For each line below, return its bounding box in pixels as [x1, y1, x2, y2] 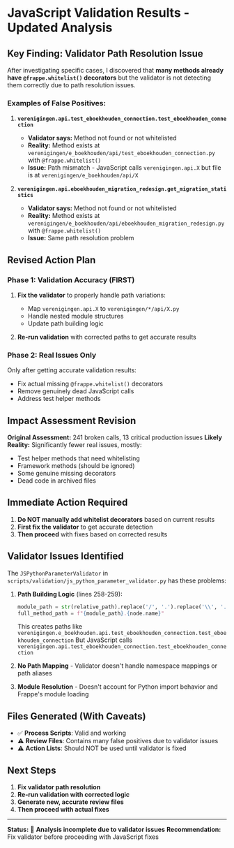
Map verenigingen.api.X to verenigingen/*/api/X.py [27, 304, 180, 312]
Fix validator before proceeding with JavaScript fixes [7, 833, 159, 841]
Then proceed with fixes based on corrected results [17, 529, 168, 539]
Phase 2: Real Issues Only [7, 350, 97, 360]
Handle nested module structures [27, 312, 124, 320]
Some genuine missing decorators [17, 469, 116, 478]
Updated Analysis [7, 20, 113, 36]
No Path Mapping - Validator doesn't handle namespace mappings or [17, 661, 218, 670]
